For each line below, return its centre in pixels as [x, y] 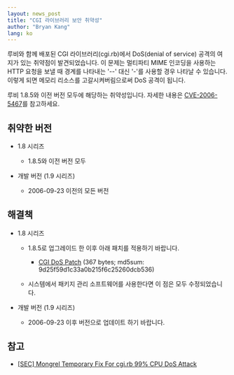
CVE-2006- [201, 95]
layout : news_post [34, 14]
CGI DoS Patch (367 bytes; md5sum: [91, 262]
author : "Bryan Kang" [39, 27]
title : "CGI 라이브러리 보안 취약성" [55, 20]
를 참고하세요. [41, 104]
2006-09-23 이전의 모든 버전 [68, 191]
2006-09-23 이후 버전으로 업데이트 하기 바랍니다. [96, 322]
